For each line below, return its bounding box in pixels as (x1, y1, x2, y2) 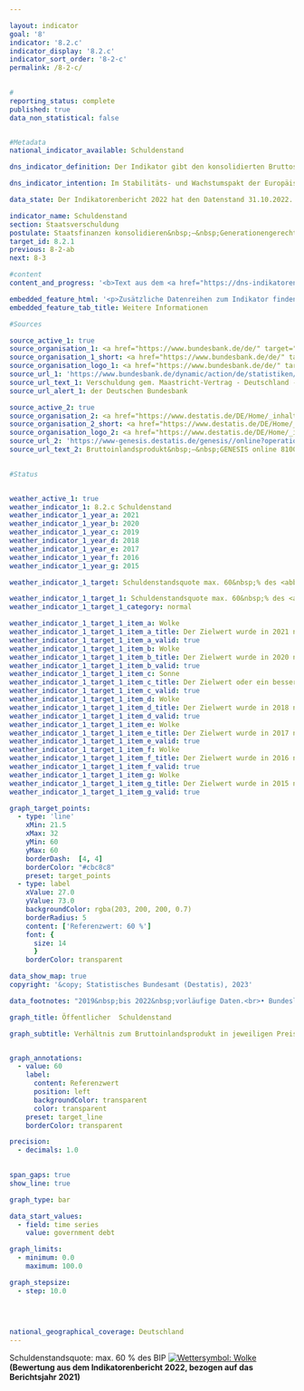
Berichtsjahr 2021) (9, 1372, 81, 1383)
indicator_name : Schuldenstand (9, 211, 128, 220)
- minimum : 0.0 (17, 1253, 75, 1262)
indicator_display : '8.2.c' (9, 46, 116, 55)
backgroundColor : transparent (33, 1096, 147, 1105)
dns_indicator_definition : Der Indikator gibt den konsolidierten (9, 162, 265, 172)
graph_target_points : (9, 804, 91, 813)
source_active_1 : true (9, 336, 95, 345)
